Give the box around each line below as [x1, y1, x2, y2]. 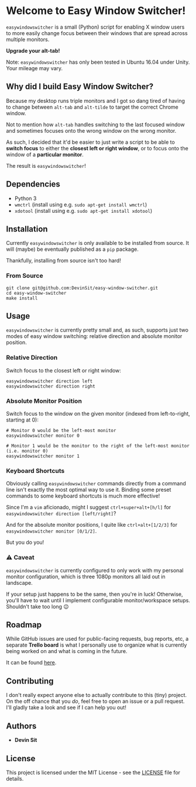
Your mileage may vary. [6, 64, 63, 71]
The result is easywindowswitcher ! [6, 162, 87, 169]
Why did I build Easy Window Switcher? [6, 82, 154, 92]
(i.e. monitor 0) [6, 448, 49, 454]
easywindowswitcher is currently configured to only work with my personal [6, 567, 184, 574]
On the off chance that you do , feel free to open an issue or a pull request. [6, 698, 185, 705]
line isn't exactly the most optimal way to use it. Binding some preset [6, 486, 171, 493]
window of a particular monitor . [6, 151, 84, 158]
